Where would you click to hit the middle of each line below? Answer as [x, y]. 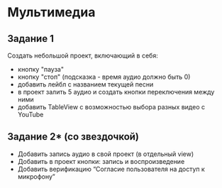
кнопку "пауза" [40, 69]
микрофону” [36, 176]
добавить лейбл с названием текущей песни [85, 84]
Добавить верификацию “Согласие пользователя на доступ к [111, 169]
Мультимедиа [51, 12]
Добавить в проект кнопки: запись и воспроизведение [101, 161]
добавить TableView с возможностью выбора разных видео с [111, 107]
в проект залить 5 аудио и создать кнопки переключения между [116, 92]
